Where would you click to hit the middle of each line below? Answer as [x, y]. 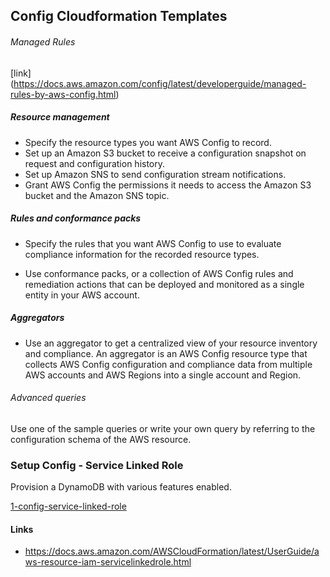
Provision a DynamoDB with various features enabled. [121, 487]
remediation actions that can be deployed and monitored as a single [164, 284]
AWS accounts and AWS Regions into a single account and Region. [163, 375]
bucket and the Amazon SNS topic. [97, 195]
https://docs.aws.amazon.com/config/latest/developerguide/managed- [160, 83]
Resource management [60, 117]
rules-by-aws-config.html [63, 94]
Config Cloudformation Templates [119, 16]
